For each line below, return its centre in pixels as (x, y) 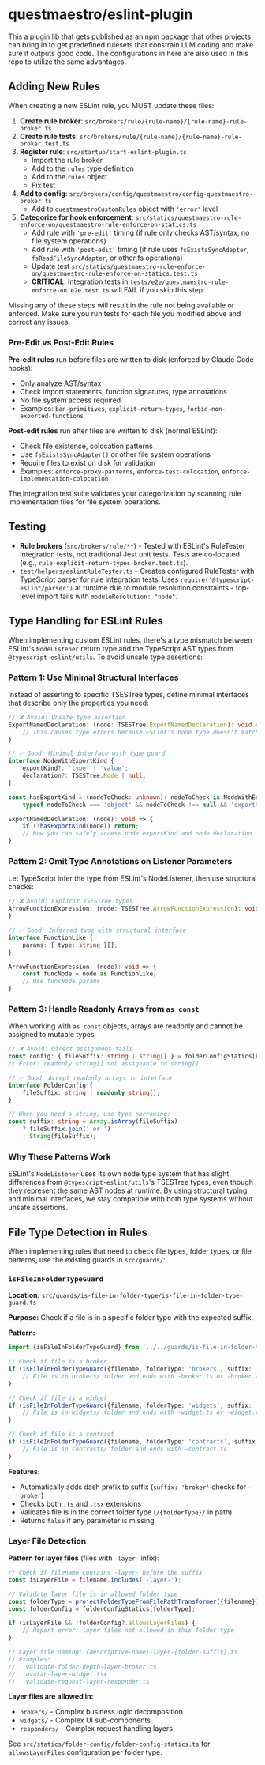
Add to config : (43, 193)
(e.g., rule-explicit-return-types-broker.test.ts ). (104, 562)
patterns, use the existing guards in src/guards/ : (87, 1260)
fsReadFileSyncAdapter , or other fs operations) (107, 258)
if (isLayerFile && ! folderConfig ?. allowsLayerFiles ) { (102, 1623)
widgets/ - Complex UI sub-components (85, 1720)
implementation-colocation (64, 479)
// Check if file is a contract (61, 1435)
